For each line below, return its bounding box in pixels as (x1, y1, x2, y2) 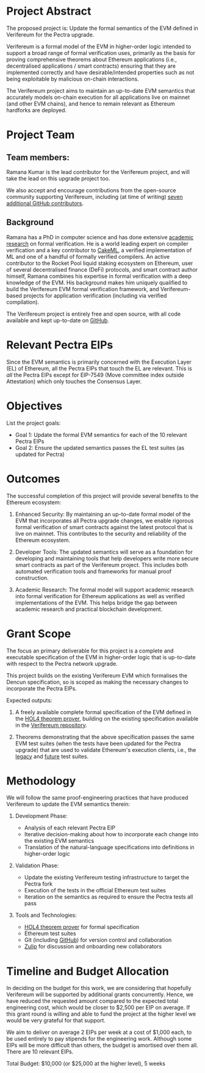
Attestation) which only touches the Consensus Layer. (6, 377, 142, 385)
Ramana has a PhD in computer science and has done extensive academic (6, 233, 194, 240)
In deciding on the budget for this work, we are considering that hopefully (6, 984, 192, 992)
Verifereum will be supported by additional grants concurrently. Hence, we (6, 991, 194, 999)
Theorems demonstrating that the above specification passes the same (15, 733, 195, 740)
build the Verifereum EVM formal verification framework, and (6, 285, 160, 292)
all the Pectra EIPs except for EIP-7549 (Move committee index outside (6, 371, 185, 378)
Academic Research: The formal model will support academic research (15, 586, 194, 593)
